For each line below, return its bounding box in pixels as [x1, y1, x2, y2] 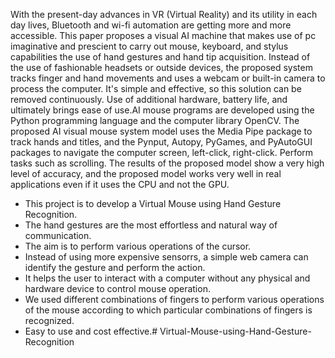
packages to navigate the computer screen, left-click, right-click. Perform [10, 147, 314, 158]
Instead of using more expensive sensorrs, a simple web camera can [24, 251, 309, 263]
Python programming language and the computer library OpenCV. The [10, 115, 300, 126]
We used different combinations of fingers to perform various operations [24, 294, 325, 305]
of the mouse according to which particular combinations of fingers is [24, 304, 313, 316]
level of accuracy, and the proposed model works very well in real [10, 168, 282, 179]
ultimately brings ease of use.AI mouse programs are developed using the [10, 104, 315, 116]
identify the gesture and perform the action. [24, 262, 206, 273]
